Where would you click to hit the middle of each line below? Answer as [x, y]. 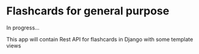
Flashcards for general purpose [88, 11]
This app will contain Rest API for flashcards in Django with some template [100, 39]
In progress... [23, 28]
